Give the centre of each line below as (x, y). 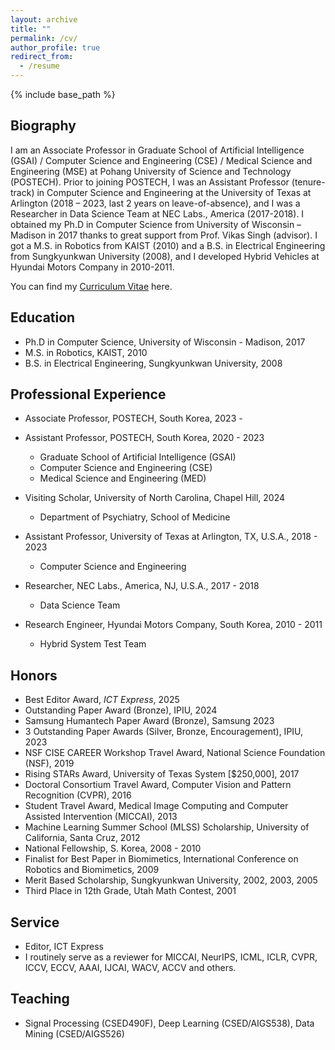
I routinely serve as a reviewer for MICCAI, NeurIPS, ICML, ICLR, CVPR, (171, 957)
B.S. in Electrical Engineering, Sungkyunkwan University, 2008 (153, 363)
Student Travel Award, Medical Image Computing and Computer (156, 806)
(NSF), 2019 (49, 763)
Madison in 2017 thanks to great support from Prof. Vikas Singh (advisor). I (164, 235)
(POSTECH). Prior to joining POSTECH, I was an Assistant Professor (150, 182)
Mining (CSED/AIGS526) (74, 1033)
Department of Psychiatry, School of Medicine (135, 517)
